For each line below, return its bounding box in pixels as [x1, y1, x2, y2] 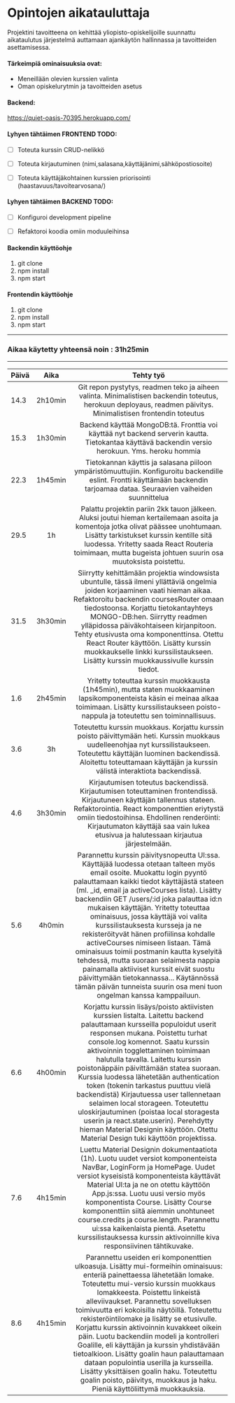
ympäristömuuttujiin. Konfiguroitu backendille [74, 466, 224, 476]
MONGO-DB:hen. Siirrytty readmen [90, 611, 208, 621]
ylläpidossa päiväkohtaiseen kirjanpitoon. [80, 621, 217, 630]
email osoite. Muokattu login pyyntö [90, 867, 208, 877]
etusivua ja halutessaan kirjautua [94, 829, 203, 839]
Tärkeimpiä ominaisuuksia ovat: [7, 59, 103, 67]
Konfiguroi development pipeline [17, 212, 112, 222]
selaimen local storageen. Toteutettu [88, 1098, 208, 1108]
